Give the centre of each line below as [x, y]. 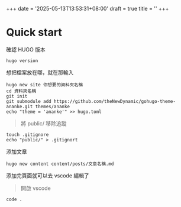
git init [17, 96]
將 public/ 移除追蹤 [43, 123]
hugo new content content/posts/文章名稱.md [60, 164]
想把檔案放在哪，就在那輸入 [40, 72]
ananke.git [20, 106]
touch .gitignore [28, 135]
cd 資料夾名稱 [21, 91]
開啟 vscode [36, 188]
